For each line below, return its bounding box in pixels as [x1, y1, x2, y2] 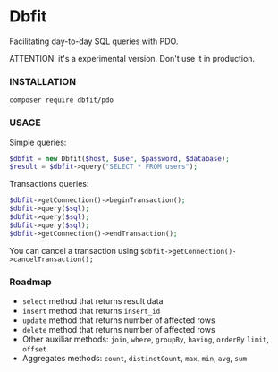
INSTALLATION [9, 75, 77, 88]
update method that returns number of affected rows [21, 315, 216, 325]
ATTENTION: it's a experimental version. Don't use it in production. [9, 53, 256, 63]
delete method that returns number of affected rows [21, 324, 216, 334]
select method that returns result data [21, 295, 164, 306]
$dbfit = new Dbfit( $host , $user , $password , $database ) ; [9, 154, 230, 163]
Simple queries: [9, 137, 67, 148]
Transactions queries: [9, 179, 89, 190]
